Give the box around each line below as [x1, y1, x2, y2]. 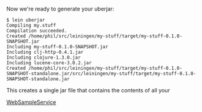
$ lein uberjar [6, 17, 45, 23]
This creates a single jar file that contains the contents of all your [6, 87, 170, 94]
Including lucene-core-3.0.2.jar [6, 60, 92, 66]
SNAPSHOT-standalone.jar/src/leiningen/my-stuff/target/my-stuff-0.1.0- [6, 70, 196, 77]
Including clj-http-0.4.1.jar [6, 49, 84, 55]
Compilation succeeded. [6, 28, 68, 34]
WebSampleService [6, 99, 56, 106]
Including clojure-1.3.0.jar [6, 54, 81, 61]
